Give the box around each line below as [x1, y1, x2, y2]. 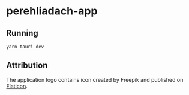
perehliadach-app [6, 4, 98, 18]
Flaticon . [6, 82, 28, 90]
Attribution [6, 60, 48, 71]
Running [6, 28, 39, 38]
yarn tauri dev [6, 44, 44, 50]
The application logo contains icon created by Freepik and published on [6, 76, 184, 83]
